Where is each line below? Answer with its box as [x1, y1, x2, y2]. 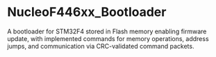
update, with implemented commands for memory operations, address [7, 34, 210, 42]
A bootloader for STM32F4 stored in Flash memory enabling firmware [7, 27, 207, 35]
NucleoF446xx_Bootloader [7, 4, 167, 20]
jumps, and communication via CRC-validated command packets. [7, 42, 194, 50]
